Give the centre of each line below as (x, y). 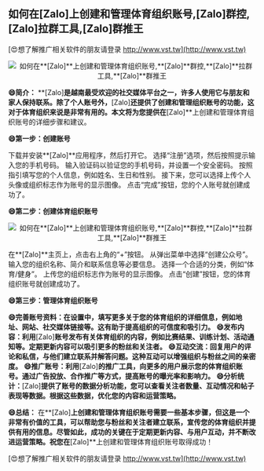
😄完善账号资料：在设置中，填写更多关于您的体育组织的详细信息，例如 (122, 317)
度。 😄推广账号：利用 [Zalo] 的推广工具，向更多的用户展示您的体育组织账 (126, 366)
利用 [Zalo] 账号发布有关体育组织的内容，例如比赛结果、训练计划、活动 (134, 337)
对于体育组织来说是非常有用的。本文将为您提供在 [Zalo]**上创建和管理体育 (128, 111)
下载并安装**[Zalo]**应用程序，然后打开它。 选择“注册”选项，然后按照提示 (128, 155)
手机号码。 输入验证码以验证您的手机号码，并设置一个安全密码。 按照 (141, 165)
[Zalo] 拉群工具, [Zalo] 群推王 (76, 29)
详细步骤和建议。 (63, 122)
